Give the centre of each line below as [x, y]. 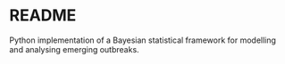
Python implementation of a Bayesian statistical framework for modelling [143, 40]
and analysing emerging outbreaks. [75, 49]
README [43, 16]
